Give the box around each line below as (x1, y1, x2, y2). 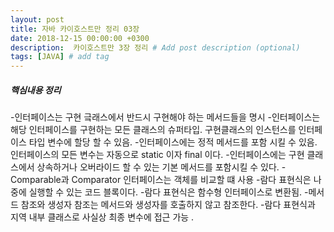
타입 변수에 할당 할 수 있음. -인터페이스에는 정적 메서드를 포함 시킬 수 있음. (28, 136, 318, 148)
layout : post (10, 14, 65, 25)
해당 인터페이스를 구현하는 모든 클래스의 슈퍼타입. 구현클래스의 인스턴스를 (10, 124, 297, 136)
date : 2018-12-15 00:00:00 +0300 (10, 33, 150, 43)
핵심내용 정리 (10, 84, 62, 96)
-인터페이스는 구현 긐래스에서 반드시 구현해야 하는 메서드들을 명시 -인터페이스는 (10, 111, 321, 123)
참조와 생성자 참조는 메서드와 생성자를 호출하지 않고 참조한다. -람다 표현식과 (20, 199, 316, 211)
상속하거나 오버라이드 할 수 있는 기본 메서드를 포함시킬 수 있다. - (36, 161, 287, 173)
